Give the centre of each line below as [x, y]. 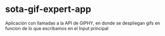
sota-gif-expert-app [48, 9]
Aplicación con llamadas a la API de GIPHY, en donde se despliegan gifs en [83, 23]
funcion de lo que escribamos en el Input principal [57, 28]
